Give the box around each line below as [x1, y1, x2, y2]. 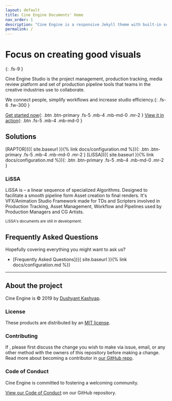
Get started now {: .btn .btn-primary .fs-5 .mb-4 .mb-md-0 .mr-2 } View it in [5, 112, 164, 118]
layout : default [5, 7, 40, 13]
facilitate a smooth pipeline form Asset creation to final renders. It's [5, 192, 147, 198]
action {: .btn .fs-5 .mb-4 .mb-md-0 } [5, 118, 83, 124]
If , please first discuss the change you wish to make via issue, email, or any [5, 344, 165, 350]
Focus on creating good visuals [5, 49, 141, 61]
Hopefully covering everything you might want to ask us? [5, 246, 126, 252]
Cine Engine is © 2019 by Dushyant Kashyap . [5, 295, 101, 301]
